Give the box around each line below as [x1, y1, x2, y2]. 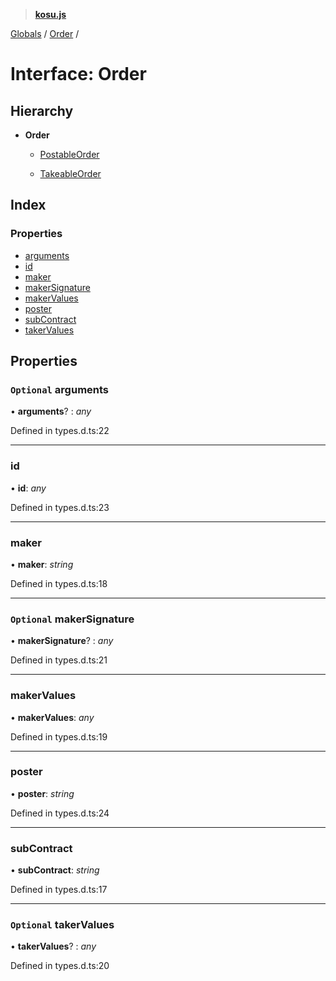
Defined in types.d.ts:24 [10, 807, 110, 819]
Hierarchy [10, 102, 74, 119]
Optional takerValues [10, 918, 115, 932]
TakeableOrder [39, 168, 102, 179]
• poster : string [10, 787, 75, 799]
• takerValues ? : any [10, 940, 97, 953]
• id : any [10, 482, 47, 494]
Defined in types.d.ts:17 [10, 884, 108, 896]
